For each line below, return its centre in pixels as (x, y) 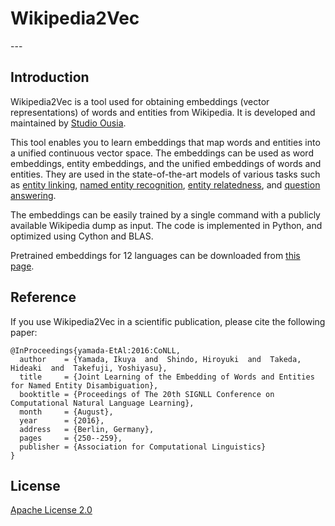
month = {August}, (66, 412)
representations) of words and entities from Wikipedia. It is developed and (163, 112)
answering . (33, 195)
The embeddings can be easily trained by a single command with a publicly (165, 214)
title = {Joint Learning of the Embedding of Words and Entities (167, 377)
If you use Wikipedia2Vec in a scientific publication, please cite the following (168, 321)
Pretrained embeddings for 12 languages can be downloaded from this (155, 255)
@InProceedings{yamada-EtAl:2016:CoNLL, (96, 350)
